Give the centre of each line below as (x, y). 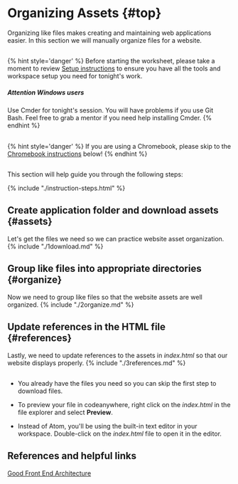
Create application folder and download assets (113, 210)
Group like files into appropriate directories (104, 269)
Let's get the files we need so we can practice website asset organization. (116, 238)
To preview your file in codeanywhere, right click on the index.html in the (124, 404)
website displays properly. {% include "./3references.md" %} (97, 363)
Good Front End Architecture (49, 473)
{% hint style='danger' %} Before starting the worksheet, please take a (111, 61)
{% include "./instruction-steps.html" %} (66, 188)
